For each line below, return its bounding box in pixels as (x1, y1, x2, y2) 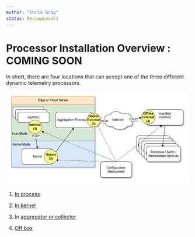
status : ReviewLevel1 (6, 15, 59, 22)
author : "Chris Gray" (6, 9, 59, 15)
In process (14, 190, 40, 197)
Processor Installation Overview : (6, 42, 171, 55)
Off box (14, 224, 33, 231)
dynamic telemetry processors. (6, 80, 81, 87)
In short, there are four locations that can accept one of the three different (6, 73, 184, 80)
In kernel (14, 202, 36, 209)
